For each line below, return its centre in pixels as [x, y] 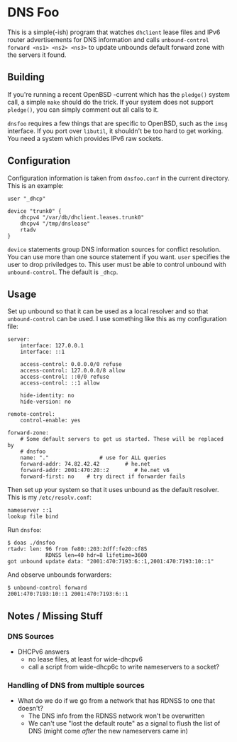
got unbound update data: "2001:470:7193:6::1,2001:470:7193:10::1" [111, 562]
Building [26, 77]
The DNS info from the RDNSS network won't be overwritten [116, 716]
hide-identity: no [47, 396]
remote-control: [31, 414]
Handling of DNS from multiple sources [76, 685]
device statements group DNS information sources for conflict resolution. [114, 249]
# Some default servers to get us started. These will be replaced [122, 439]
